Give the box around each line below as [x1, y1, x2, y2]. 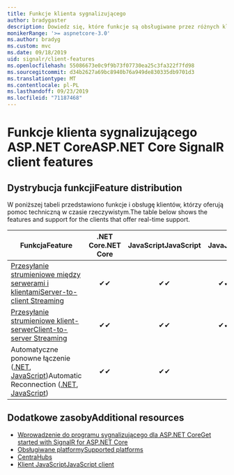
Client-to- [33, 325, 68, 334]
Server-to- [40, 287, 78, 296]
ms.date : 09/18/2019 [7, 50, 68, 56]
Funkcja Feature [19, 241, 73, 250]
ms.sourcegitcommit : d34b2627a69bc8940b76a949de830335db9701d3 [7, 68, 195, 75]
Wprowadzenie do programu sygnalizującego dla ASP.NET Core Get [17, 430, 211, 439]
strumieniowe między [10, 270, 81, 279]
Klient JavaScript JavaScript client [17, 460, 115, 468]
